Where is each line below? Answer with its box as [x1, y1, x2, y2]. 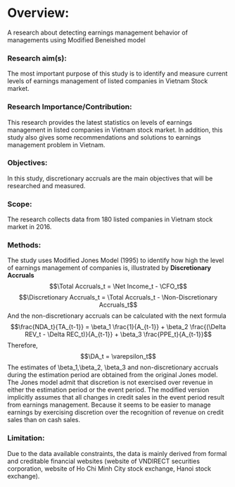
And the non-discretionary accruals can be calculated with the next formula [7, 312, 227, 320]
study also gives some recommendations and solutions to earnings [7, 132, 202, 142]
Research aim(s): [7, 53, 67, 63]
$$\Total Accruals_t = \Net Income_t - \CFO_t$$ [49, 282, 188, 290]
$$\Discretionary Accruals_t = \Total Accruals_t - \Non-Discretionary [18, 293, 218, 302]
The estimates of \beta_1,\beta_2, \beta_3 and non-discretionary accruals [7, 363, 219, 371]
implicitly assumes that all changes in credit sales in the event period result [7, 393, 225, 402]
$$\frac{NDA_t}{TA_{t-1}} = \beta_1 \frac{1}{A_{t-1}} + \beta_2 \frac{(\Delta [10, 323, 227, 331]
